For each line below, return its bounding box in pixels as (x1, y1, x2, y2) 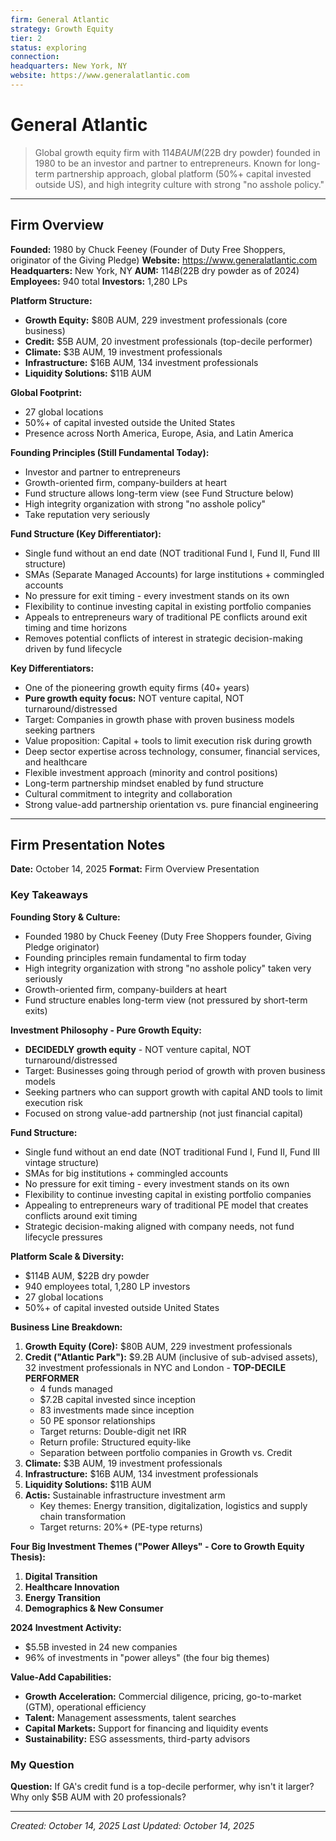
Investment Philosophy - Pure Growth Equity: (10, 1024, 202, 1036)
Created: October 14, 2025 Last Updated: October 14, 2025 (10, 1820, 255, 1832)
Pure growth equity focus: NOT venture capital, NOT (24, 692, 245, 704)
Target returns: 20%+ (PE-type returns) (39, 1521, 203, 1533)
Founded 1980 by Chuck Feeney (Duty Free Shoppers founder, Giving (24, 930, 312, 942)
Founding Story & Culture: (10, 911, 121, 923)
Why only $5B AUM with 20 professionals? (10, 1791, 187, 1803)
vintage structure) (24, 1156, 100, 1168)
